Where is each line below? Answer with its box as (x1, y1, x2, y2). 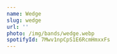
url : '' (6, 23, 29, 30)
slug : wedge (6, 17, 41, 24)
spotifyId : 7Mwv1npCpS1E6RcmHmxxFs (6, 36, 111, 43)
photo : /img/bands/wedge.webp (6, 29, 95, 37)
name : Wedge (6, 10, 41, 18)
